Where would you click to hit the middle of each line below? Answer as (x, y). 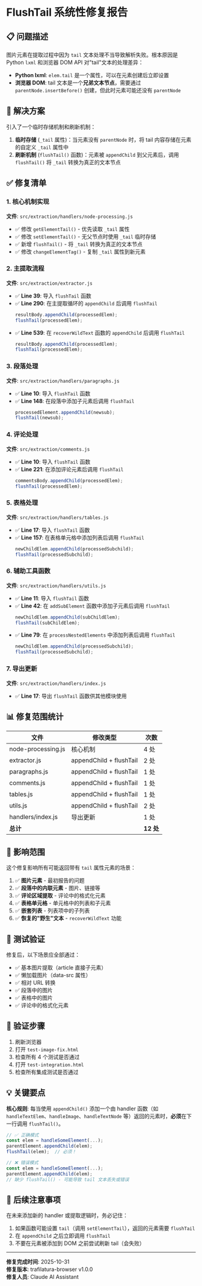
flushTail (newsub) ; (39, 418)
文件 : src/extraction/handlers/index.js (56, 683)
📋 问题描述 (27, 37)
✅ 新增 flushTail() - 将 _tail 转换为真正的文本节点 (79, 244)
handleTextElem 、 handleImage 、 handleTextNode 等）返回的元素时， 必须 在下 (99, 1116)
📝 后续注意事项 (34, 1199)
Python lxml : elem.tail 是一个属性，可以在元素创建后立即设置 (92, 75)
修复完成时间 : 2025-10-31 (38, 1262)
